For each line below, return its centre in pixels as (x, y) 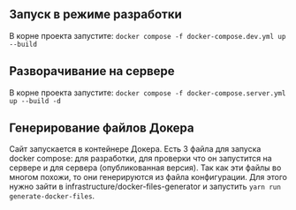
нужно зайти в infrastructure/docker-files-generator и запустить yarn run (145, 187)
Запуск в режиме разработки (96, 15)
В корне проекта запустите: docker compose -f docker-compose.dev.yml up (148, 35)
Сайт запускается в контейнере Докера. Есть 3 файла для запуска (135, 149)
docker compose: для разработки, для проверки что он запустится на (140, 159)
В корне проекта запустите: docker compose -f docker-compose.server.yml (148, 93)
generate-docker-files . (52, 196)
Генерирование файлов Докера (102, 128)
